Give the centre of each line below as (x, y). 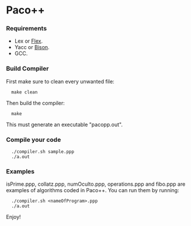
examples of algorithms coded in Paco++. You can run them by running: (93, 190)
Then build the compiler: (36, 103)
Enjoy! (14, 217)
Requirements (27, 29)
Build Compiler (27, 69)
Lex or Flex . (28, 41)
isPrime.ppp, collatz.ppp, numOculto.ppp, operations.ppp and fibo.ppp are (96, 184)
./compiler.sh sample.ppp (43, 152)
